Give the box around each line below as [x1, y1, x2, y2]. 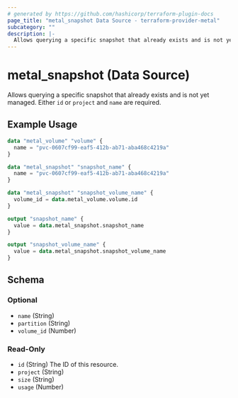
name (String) [17, 311, 55, 319]
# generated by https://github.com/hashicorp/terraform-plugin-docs [7, 10, 214, 18]
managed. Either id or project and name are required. [7, 98, 161, 107]
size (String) [17, 375, 55, 383]
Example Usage [7, 118, 78, 131]
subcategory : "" [7, 23, 55, 30]
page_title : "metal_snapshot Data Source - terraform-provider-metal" [7, 17, 220, 24]
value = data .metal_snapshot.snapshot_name [13, 222, 144, 229]
